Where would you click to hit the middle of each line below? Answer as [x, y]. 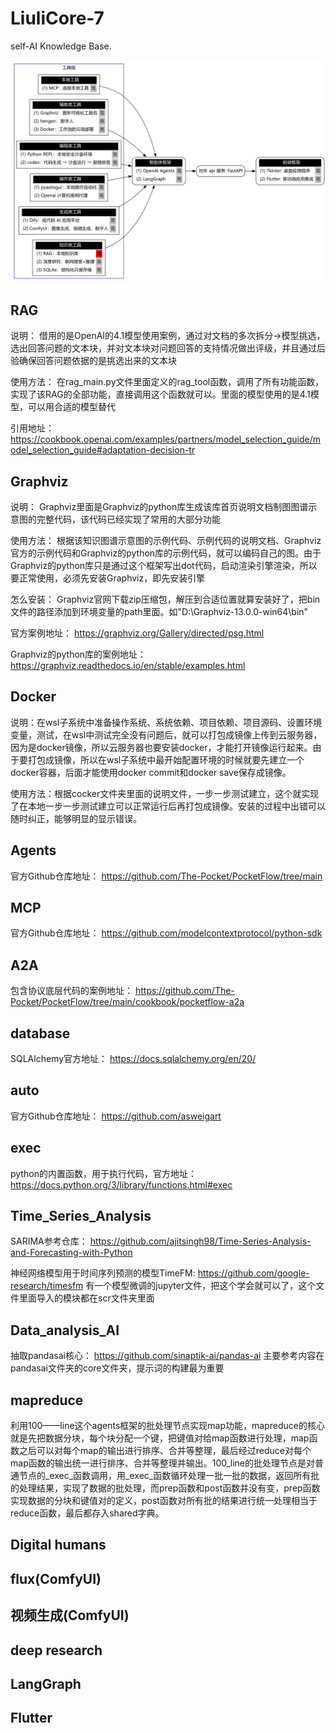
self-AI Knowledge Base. [61, 46]
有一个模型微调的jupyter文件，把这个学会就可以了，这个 [201, 1286]
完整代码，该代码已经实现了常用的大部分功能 [128, 519]
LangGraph [46, 1684]
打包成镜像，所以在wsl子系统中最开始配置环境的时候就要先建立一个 [166, 759]
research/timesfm [47, 1286]
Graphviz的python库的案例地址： [78, 654]
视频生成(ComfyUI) [70, 1615]
